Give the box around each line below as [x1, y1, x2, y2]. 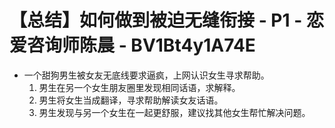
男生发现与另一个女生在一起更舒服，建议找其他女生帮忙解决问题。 [38, 106, 311, 118]
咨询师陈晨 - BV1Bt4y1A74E [27, 34, 256, 57]
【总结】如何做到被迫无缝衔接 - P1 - [9, 9, 303, 32]
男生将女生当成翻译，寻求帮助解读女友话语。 [38, 94, 224, 106]
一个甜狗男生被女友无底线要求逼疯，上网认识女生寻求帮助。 [23, 69, 270, 81]
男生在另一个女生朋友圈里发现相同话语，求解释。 [38, 81, 241, 93]
